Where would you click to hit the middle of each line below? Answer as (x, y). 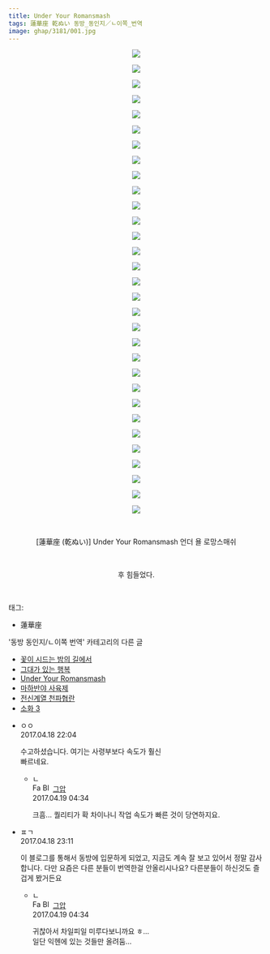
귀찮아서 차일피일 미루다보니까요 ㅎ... (91, 931)
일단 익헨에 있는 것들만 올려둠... (82, 942)
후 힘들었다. (136, 575)
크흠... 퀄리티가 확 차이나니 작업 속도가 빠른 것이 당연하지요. (126, 815)
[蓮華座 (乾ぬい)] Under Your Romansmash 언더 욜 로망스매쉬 (136, 542)
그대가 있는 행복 (45, 670)
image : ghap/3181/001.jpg (52, 31)
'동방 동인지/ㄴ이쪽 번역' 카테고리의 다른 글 (76, 642)
